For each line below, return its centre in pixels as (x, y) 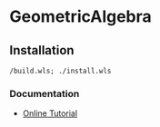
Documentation (45, 93)
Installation (42, 50)
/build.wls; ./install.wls (60, 71)
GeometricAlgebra (80, 17)
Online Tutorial (50, 113)
